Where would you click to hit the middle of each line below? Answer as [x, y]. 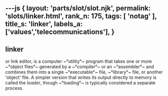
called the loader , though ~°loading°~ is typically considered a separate [80, 83]
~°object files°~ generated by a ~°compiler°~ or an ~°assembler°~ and [80, 67]
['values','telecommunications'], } [60, 32]
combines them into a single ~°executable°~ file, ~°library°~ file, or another [84, 72]
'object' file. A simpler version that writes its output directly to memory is [81, 77]
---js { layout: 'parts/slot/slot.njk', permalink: [78, 8]
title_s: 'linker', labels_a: [44, 24]
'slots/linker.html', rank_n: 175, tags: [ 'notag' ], [81, 16]
